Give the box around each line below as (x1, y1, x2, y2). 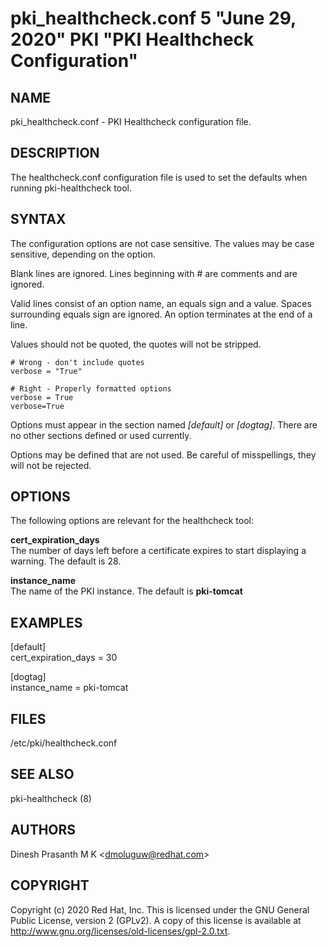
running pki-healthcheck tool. (10, 182, 132, 194)
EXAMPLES (10, 614, 83, 631)
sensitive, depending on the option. (10, 248, 156, 260)
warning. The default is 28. (10, 555, 122, 567)
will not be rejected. (10, 459, 92, 471)
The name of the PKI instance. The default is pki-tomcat (10, 585, 243, 597)
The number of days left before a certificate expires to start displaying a (10, 545, 307, 557)
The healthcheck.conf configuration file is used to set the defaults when (10, 171, 308, 183)
